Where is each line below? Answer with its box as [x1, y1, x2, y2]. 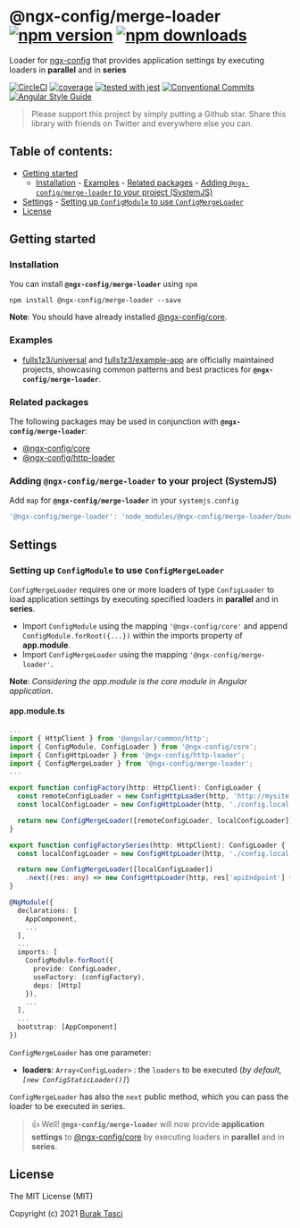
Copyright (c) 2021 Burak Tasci [9, 1207, 123, 1218]
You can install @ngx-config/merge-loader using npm [9, 279, 198, 290]
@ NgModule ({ [9, 898, 54, 907]
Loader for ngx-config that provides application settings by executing [9, 55, 265, 65]
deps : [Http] [32, 981, 82, 990]
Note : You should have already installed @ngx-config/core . [9, 311, 228, 323]
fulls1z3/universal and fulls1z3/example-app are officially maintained [21, 354, 274, 365]
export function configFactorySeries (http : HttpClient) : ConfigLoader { [9, 841, 286, 850]
